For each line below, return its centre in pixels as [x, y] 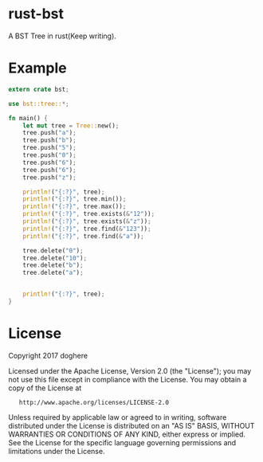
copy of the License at [45, 388]
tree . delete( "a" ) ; [53, 273]
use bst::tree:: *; [39, 104]
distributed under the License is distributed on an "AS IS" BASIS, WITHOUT [131, 425]
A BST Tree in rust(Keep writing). [63, 36]
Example [37, 68]
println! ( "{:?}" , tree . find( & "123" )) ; [87, 229]
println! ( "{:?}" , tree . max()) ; [75, 207]
